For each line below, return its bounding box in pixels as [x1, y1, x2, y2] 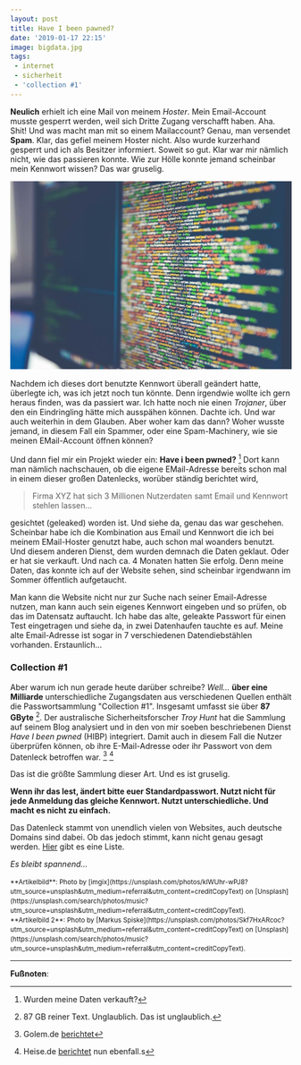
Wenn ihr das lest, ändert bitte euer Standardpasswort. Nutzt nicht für [10, 786, 276, 797]
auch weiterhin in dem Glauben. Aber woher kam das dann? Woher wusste [10, 416, 285, 427]
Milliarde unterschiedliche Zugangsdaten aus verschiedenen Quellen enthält [10, 691, 292, 702]
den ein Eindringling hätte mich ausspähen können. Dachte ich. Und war [10, 406, 276, 417]
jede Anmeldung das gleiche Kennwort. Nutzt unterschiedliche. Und [10, 796, 269, 806]
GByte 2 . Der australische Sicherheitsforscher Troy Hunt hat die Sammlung [10, 710, 286, 722]
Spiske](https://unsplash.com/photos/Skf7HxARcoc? [122, 916, 285, 925]
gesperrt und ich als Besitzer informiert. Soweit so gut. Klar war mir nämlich [10, 144, 288, 155]
